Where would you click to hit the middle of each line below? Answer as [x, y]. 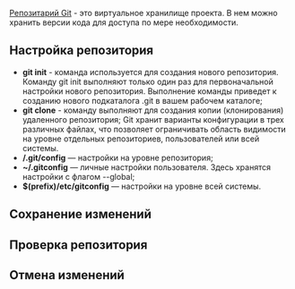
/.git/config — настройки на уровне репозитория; [117, 157]
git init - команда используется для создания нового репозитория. [151, 72]
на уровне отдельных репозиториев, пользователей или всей [141, 139]
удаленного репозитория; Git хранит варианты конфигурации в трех [153, 119]
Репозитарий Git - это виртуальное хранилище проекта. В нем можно [143, 13]
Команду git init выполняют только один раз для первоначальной [147, 81]
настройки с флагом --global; [78, 176]
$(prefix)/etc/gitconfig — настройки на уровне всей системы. [142, 186]
